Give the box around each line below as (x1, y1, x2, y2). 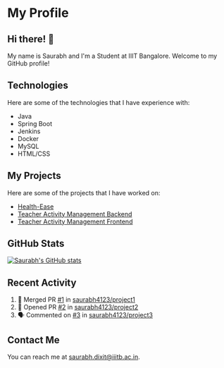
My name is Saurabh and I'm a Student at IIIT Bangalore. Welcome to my (7, 51, 218, 60)
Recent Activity (7, 276, 77, 288)
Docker (17, 134, 39, 142)
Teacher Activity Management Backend (17, 209, 132, 218)
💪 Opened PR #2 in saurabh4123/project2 (17, 303, 139, 312)
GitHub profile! (7, 59, 50, 68)
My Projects (7, 170, 61, 182)
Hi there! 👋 (7, 33, 55, 45)
